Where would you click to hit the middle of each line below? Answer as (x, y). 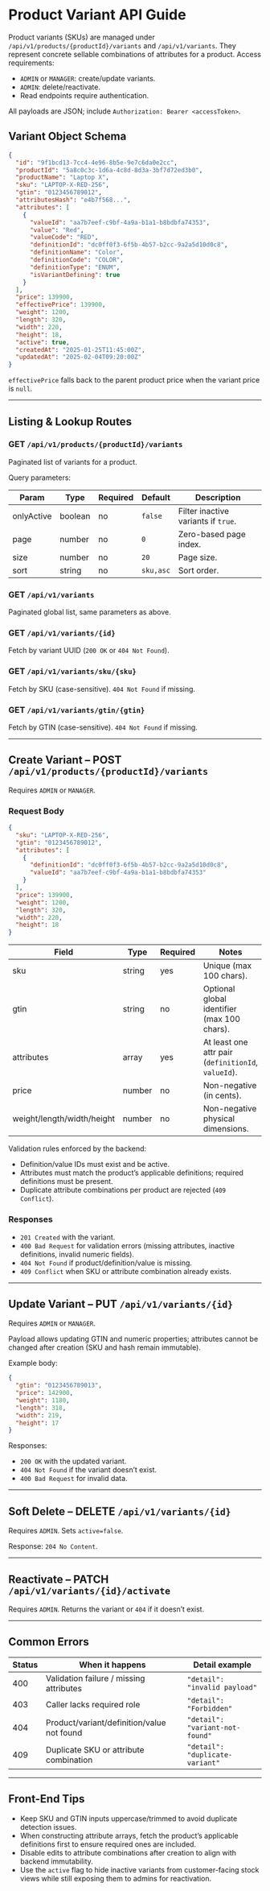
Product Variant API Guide (97, 15)
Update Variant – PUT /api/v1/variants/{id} (121, 1303)
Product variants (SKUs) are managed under (82, 37)
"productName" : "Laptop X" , (63, 178)
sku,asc (156, 570)
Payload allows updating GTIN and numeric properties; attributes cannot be (133, 1339)
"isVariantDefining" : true (75, 275)
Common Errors (49, 1642)
